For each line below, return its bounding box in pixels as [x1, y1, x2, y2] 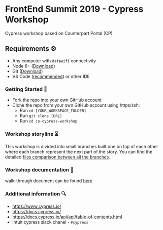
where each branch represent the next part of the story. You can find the [5, 149, 153, 155]
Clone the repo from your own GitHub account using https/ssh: [12, 102, 140, 108]
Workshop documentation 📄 [5, 166, 74, 173]
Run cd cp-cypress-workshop [19, 118, 78, 124]
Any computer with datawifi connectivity [12, 58, 96, 64]
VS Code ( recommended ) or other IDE [12, 73, 90, 79]
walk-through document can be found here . [5, 178, 94, 184]
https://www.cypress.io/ [12, 203, 62, 209]
